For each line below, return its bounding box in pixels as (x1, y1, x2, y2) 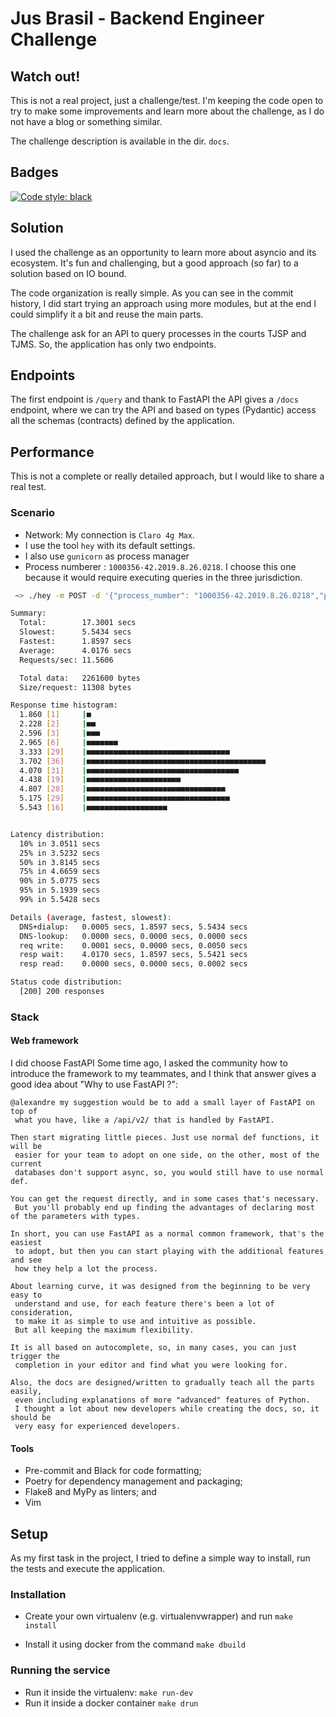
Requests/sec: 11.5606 (19, 655, 114, 665)
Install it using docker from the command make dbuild (24, 1638, 246, 1651)
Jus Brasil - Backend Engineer (10, 7, 265, 30)
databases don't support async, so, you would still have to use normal (14, 1168, 325, 1178)
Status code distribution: (10, 977, 123, 987)
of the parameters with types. (10, 1212, 141, 1222)
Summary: (10, 608, 47, 619)
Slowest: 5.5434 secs (19, 627, 132, 637)
